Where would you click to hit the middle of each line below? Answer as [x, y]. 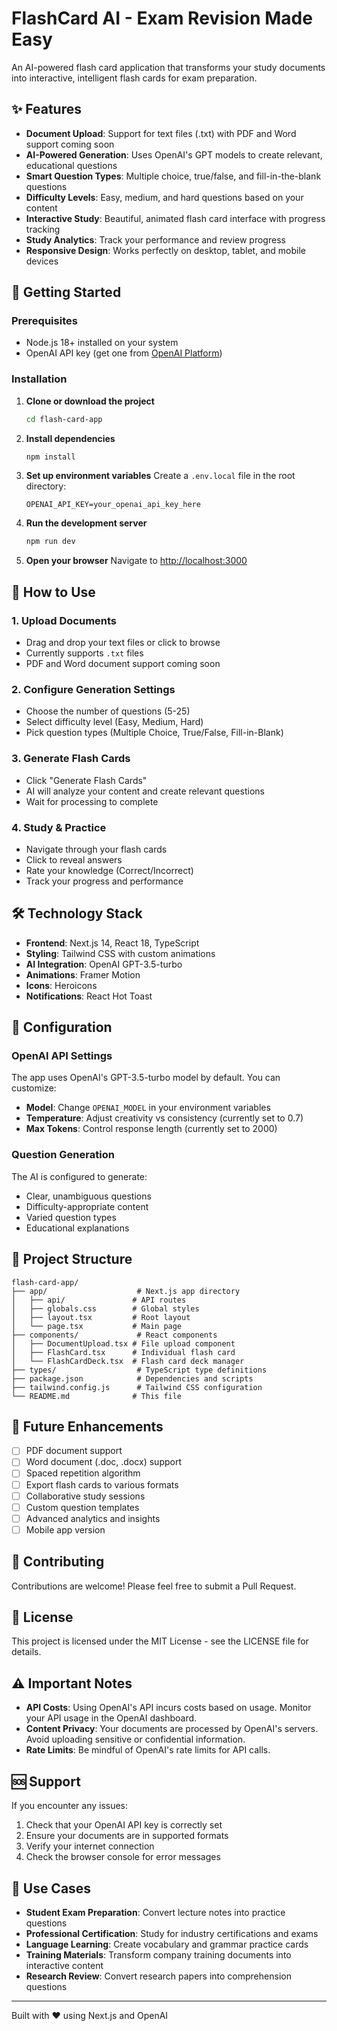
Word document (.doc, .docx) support [103, 1462]
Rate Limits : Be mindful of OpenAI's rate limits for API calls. [148, 1750]
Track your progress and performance [104, 881]
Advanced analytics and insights [93, 1518]
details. [26, 1652]
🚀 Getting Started [66, 292]
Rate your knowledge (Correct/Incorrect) [109, 870]
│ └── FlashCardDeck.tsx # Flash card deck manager [128, 1361]
